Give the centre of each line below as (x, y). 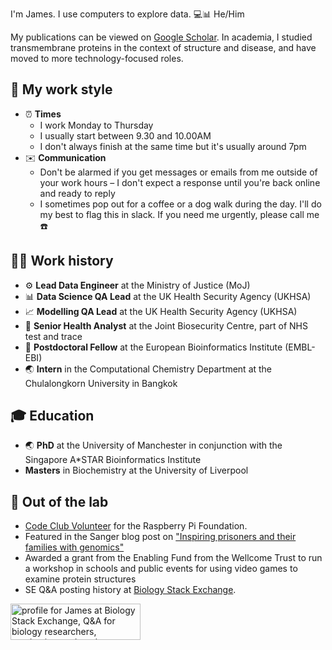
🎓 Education (52, 416)
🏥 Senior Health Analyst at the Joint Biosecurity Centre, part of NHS (166, 325)
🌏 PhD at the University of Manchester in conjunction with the (153, 445)
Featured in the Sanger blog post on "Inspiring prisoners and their (160, 537)
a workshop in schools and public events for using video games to (161, 569)
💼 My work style (61, 89)
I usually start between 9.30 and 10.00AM (125, 135)
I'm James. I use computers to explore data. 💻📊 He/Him (127, 14)
